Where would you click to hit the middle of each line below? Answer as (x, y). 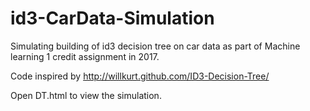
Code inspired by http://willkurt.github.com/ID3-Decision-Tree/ (140, 76)
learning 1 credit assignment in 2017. (85, 56)
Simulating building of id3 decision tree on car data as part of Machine (155, 46)
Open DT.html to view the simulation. (86, 95)
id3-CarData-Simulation (112, 18)
